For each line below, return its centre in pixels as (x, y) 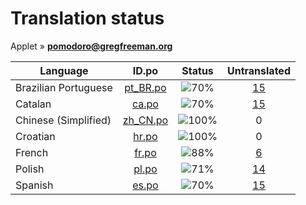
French (32, 152)
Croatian (35, 136)
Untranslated (258, 70)
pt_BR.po (145, 87)
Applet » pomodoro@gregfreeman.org (91, 46)
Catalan (33, 104)
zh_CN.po (145, 120)
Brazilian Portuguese (64, 87)
